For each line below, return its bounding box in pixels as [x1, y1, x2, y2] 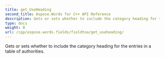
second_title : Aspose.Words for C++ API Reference [5, 12, 111, 17]
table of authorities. [5, 48, 45, 54]
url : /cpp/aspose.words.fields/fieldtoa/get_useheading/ [5, 30, 124, 35]
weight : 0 [5, 25, 26, 30]
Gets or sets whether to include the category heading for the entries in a [5, 43, 151, 49]
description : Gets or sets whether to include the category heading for [5, 16, 157, 21]
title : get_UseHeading [5, 7, 52, 12]
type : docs [5, 20, 27, 26]
